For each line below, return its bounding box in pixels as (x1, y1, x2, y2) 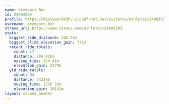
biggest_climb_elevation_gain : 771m (9, 40, 86, 45)
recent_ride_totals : (9, 44, 52, 49)
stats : (5, 30, 19, 35)
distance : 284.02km (14, 53, 55, 59)
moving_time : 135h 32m (14, 81, 62, 86)
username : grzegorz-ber (5, 21, 55, 26)
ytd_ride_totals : (9, 68, 46, 73)
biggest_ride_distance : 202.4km (9, 35, 78, 40)
